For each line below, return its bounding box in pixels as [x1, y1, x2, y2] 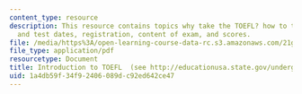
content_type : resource [9, 13, 99, 22]
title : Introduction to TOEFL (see [9, 64, 147, 73]
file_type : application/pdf [9, 47, 115, 56]
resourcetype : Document [9, 55, 99, 64]
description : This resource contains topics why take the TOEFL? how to [9, 21, 288, 30]
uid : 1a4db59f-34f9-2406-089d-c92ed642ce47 [9, 72, 175, 81]
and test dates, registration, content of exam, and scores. [17, 30, 252, 38]
